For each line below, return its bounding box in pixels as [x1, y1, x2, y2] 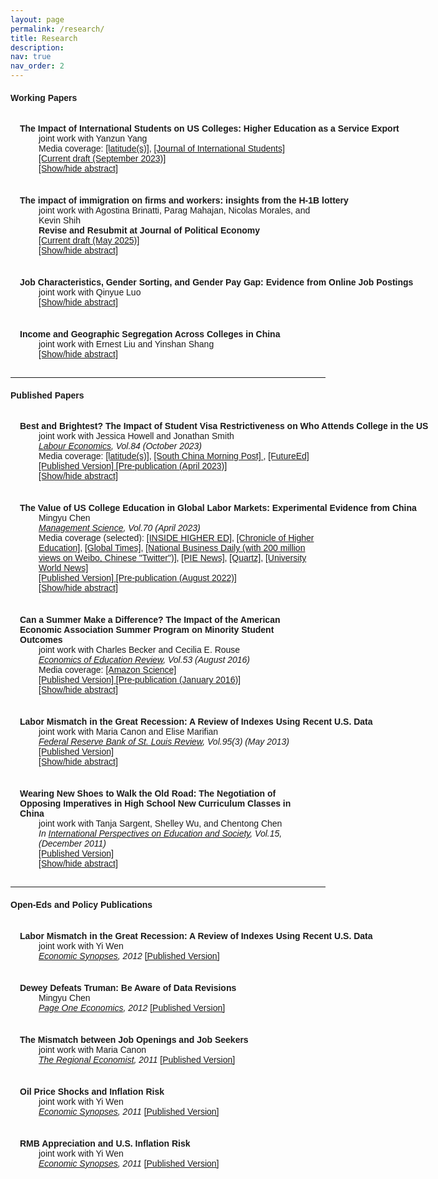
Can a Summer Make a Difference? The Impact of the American [19, 614, 281, 626]
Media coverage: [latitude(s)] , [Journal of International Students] [38, 143, 285, 155]
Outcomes [19, 634, 63, 646]
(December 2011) [38, 838, 107, 850]
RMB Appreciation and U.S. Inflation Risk [19, 1137, 191, 1149]
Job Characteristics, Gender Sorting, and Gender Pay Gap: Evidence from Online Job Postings [19, 277, 414, 288]
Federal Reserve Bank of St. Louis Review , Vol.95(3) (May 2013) [38, 736, 290, 748]
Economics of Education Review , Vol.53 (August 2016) [38, 654, 251, 666]
